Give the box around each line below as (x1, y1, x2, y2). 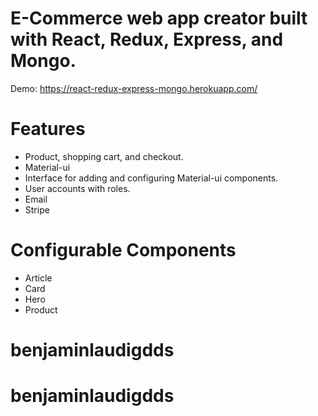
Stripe (24, 203, 50, 216)
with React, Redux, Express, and (10, 28, 284, 51)
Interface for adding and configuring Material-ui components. (24, 172, 279, 184)
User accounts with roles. (24, 182, 131, 194)
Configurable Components (10, 239, 237, 262)
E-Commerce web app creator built (10, 7, 308, 30)
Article (24, 272, 53, 284)
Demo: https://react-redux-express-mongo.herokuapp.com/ (10, 82, 258, 94)
